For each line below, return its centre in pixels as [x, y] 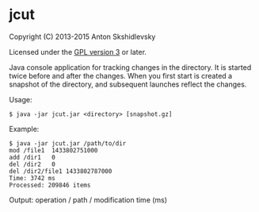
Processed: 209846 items [50, 185]
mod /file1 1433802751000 [53, 150]
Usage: [21, 99]
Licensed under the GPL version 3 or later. [78, 52]
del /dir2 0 [32, 164]
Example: [24, 129]
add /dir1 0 [32, 157]
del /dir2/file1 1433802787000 [61, 171]
